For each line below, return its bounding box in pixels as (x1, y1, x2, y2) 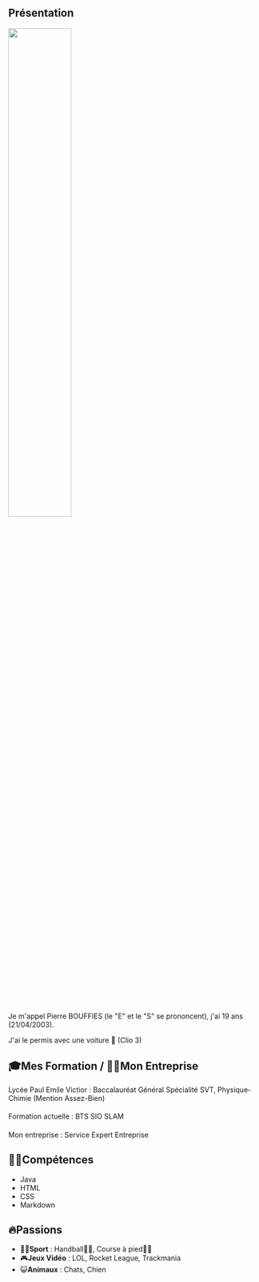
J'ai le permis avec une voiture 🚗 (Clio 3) (8, 1035, 142, 1045)
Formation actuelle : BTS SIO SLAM (8, 1111, 124, 1121)
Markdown (19, 1199, 56, 1209)
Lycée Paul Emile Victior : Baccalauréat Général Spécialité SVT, (8, 1085, 216, 1095)
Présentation (8, 6, 74, 20)
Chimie (8, 1093, 32, 1103)
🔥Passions (8, 1224, 62, 1237)
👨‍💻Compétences (8, 1153, 94, 1167)
